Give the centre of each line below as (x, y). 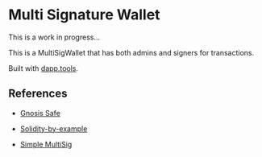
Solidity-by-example (54, 128)
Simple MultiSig (46, 144)
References (38, 94)
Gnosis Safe (40, 113)
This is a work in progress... (54, 37)
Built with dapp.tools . (44, 68)
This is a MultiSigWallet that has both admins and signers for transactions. (131, 52)
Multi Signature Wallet (84, 15)
